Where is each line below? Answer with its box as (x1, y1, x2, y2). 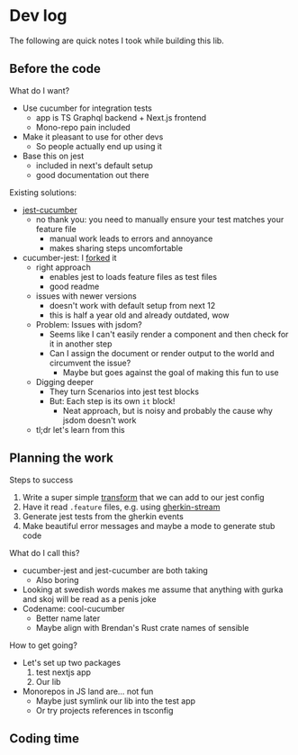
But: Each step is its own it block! (49, 395, 176, 406)
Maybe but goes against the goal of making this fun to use (62, 366, 279, 378)
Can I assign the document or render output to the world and (49, 347, 275, 358)
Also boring (35, 574, 79, 585)
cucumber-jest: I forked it (22, 252, 117, 263)
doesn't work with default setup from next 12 (49, 300, 216, 310)
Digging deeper (35, 376, 95, 387)
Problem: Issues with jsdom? (35, 319, 142, 329)
